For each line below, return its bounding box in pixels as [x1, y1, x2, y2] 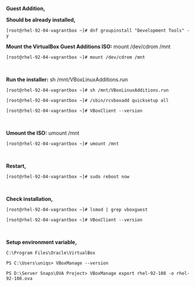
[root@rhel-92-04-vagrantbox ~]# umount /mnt [6, 141, 119, 147]
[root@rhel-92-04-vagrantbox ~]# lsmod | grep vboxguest [6, 207, 148, 213]
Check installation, [6, 196, 53, 202]
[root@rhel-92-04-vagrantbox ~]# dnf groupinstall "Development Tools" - [6, 28, 190, 33]
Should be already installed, [6, 16, 76, 23]
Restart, [6, 162, 26, 169]
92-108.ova [6, 275, 33, 281]
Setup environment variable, [6, 239, 77, 246]
